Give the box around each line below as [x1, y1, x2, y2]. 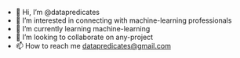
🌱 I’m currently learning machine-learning [15, 24, 151, 33]
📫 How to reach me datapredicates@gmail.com [15, 42, 171, 50]
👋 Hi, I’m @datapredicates [15, 8, 100, 16]
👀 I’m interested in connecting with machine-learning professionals [15, 16, 232, 25]
